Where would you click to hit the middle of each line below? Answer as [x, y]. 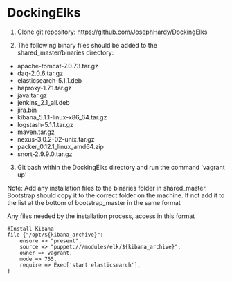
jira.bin [27, 110]
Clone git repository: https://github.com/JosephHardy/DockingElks [112, 32]
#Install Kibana [30, 229]
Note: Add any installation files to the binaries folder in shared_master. [107, 188]
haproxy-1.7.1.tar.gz [44, 88]
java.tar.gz [32, 95]
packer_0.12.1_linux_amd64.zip [60, 146]
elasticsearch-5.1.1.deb [50, 80]
